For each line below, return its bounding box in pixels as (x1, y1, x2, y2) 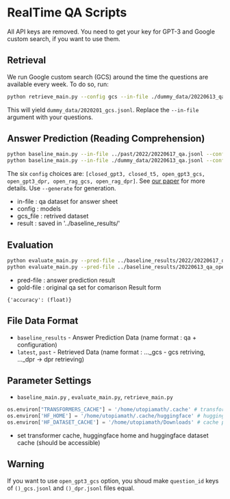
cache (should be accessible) (16, 439, 101, 446)
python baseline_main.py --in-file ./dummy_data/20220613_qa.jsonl (7, 157, 204, 164)
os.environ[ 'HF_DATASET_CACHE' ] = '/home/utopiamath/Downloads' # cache (7, 419, 219, 426)
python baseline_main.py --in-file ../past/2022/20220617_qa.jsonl (7, 151, 204, 158)
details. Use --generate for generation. (7, 184, 116, 192)
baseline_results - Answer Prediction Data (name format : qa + (16, 333, 197, 342)
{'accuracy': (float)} (7, 296, 72, 303)
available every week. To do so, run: (7, 80, 109, 88)
